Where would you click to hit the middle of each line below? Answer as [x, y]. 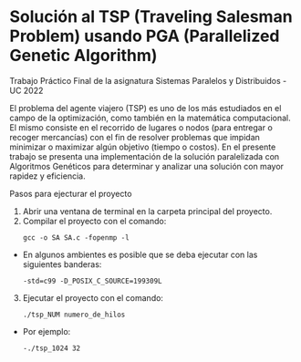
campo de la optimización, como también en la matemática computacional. [150, 118]
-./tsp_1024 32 [52, 348]
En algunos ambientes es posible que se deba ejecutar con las [140, 254]
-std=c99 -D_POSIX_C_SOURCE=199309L [92, 281]
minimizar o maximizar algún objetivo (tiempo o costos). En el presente [143, 147]
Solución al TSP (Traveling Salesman [151, 17]
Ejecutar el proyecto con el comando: [93, 297]
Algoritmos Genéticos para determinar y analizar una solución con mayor [147, 166]
